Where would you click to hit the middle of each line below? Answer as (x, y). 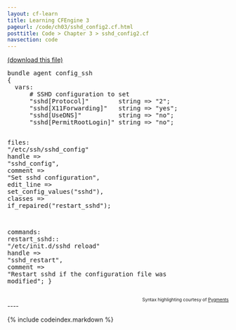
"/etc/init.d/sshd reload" (54, 246)
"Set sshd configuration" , (54, 178)
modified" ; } (30, 281)
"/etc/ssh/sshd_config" (48, 150)
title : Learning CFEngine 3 (48, 20)
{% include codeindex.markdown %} (60, 319)
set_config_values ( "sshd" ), (55, 192)
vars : (24, 87)
